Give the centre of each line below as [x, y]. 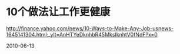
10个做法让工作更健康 [58, 12]
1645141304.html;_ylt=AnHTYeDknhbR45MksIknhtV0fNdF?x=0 [82, 34]
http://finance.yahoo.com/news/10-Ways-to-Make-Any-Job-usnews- [90, 28]
